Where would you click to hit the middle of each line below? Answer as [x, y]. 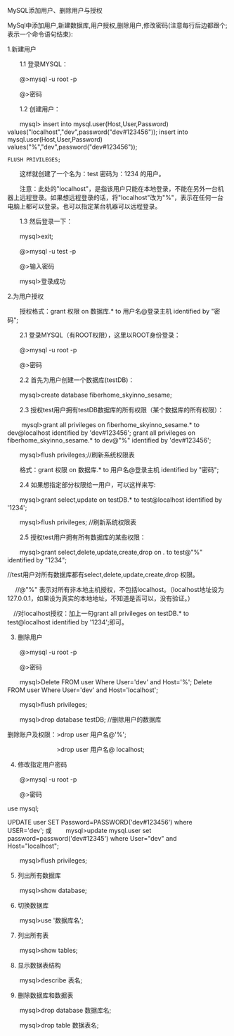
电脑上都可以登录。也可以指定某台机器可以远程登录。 [84, 206]
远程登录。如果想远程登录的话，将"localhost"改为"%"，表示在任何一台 [121, 197]
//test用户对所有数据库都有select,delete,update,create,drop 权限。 [103, 574]
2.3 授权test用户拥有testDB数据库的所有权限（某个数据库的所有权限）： [122, 410]
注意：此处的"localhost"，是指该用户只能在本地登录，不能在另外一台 [118, 189]
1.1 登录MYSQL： [44, 64]
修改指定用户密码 [42, 764]
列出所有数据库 [39, 875]
